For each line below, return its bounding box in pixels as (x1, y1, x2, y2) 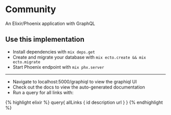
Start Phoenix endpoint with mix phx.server (12, 64, 104, 70)
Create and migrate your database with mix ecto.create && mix (12, 54, 146, 60)
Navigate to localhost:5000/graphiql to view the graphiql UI (12, 78, 137, 84)
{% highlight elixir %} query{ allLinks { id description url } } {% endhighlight (5, 99, 163, 105)
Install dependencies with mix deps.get (12, 48, 95, 54)
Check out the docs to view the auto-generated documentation (12, 84, 145, 90)
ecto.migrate (12, 60, 41, 65)
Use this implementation (5, 35, 85, 44)
